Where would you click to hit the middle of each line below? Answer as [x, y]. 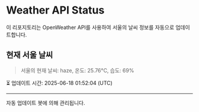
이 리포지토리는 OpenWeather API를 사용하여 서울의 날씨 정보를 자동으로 [90, 27]
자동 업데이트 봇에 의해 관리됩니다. [46, 103]
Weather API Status [55, 10]
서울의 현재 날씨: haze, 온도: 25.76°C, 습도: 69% [77, 70]
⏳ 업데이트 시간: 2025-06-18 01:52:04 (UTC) [59, 83]
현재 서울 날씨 [30, 55]
